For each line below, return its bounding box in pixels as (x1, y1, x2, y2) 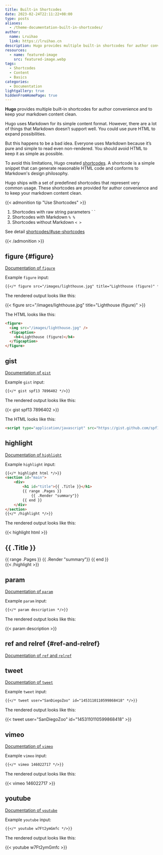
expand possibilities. (5, 131, 46, 137)
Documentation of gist (5, 370, 51, 375)
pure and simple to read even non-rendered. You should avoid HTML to (5, 146, 148, 151)
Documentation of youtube (5, 807, 58, 813)
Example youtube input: (5, 817, 51, 822)
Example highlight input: (5, 461, 56, 467)
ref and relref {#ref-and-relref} (5, 639, 100, 648)
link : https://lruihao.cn (9, 39, 62, 44)
